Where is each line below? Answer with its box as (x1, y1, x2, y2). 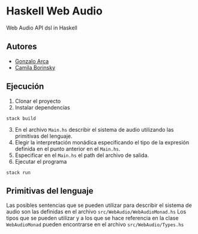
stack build (6, 115, 36, 122)
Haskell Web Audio (6, 4, 103, 18)
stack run (6, 170, 31, 176)
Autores (6, 42, 37, 52)
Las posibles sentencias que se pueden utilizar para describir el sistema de (6, 202, 192, 209)
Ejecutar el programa (14, 158, 67, 165)
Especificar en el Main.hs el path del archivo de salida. (14, 152, 149, 159)
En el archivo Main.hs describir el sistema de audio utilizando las (14, 126, 174, 133)
